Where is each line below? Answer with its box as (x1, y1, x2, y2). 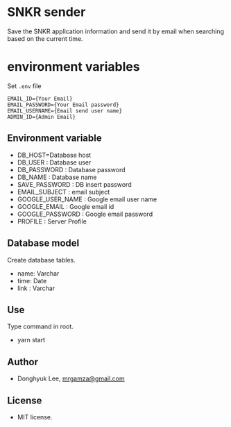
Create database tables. (7, 256, 76, 264)
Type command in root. (7, 322, 74, 330)
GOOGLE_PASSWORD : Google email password (17, 210, 153, 218)
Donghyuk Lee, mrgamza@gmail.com (17, 374, 125, 383)
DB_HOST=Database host (17, 151, 92, 159)
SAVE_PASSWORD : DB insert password (17, 180, 132, 188)
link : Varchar (17, 284, 55, 292)
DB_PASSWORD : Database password (17, 165, 126, 174)
